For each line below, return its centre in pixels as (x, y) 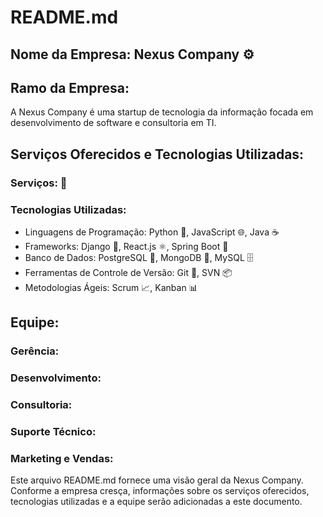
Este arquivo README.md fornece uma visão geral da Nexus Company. (157, 480)
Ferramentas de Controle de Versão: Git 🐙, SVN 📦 (128, 272)
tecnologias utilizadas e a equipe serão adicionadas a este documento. (156, 502)
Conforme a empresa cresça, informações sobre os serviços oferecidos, (160, 491)
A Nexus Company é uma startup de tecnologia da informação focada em (162, 112)
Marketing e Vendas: (62, 458)
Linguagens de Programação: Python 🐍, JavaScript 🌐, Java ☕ (152, 232)
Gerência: (35, 351)
